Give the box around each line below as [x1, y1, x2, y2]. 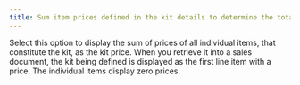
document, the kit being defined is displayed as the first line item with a [9, 56, 271, 66]
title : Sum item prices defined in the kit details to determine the [9, 12, 274, 22]
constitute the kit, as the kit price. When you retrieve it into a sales [9, 46, 253, 58]
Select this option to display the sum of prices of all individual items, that [9, 37, 277, 48]
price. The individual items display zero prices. [9, 66, 181, 76]
